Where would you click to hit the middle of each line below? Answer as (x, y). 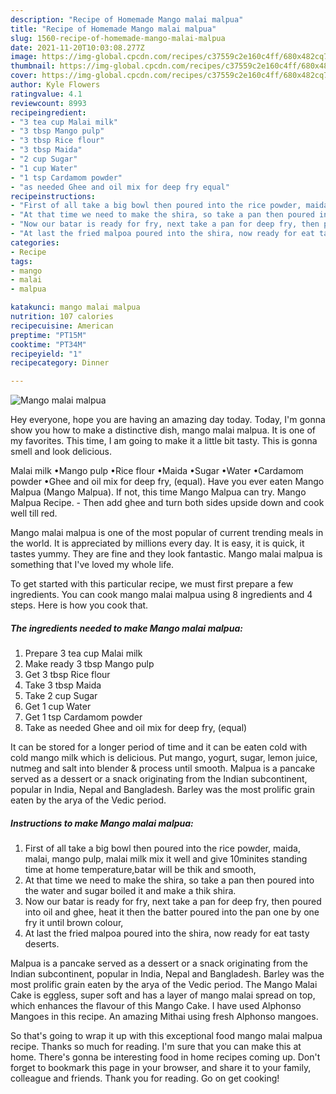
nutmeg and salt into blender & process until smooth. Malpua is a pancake (163, 768)
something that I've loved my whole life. (92, 565)
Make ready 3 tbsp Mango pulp (89, 664)
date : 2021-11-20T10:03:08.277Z (77, 47)
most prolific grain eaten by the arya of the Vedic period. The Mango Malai (164, 985)
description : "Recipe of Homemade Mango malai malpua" (127, 19)
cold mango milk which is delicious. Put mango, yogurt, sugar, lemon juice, (164, 758)
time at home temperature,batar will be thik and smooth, (140, 870)
